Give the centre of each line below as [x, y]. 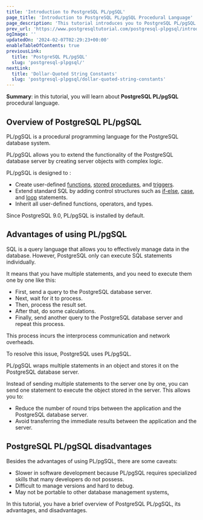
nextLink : [19, 68]
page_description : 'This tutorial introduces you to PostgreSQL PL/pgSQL [101, 23]
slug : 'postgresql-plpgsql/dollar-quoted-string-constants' [89, 79]
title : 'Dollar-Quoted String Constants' [65, 74]
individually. [21, 262]
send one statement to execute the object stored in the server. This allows [98, 390]
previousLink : [24, 51]
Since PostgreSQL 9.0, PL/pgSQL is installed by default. [76, 215]
